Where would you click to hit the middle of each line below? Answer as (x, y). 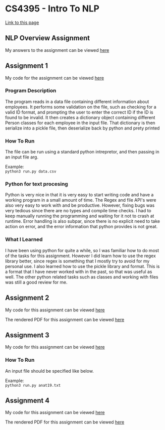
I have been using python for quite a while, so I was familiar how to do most (82, 250)
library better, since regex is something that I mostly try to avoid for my (77, 261)
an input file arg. (22, 157)
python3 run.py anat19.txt (33, 385)
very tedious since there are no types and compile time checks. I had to (78, 211)
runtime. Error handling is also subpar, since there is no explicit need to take (82, 221)
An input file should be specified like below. (50, 371)
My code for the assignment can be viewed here (55, 78)
